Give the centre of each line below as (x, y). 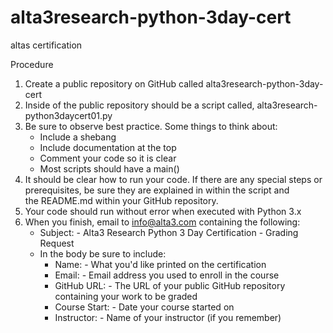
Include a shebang (78, 137)
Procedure (32, 64)
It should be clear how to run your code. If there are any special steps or (173, 179)
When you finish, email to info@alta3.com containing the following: (162, 222)
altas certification (46, 45)
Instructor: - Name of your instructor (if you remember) (168, 317)
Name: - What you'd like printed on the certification (160, 264)
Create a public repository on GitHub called (114, 83)
